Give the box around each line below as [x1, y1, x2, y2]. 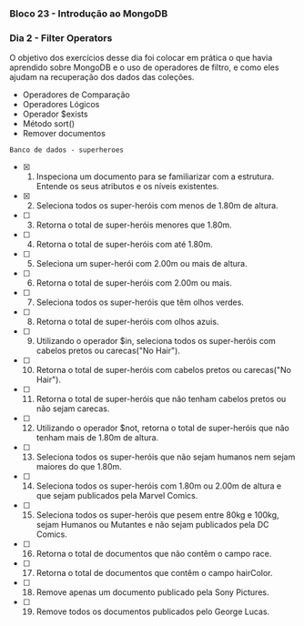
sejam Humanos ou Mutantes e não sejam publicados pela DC [35, 520, 269, 530]
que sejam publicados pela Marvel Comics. [35, 490, 198, 501]
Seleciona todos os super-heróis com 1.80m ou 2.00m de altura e [35, 480, 282, 491]
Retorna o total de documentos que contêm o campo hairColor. [35, 568, 273, 579]
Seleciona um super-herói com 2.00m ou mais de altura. [35, 258, 248, 269]
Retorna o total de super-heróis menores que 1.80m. [35, 219, 232, 230]
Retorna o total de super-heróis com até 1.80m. [35, 239, 213, 250]
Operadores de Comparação [22, 89, 130, 100]
